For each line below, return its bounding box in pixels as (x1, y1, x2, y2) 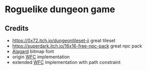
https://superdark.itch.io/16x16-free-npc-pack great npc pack (12, 43, 142, 49)
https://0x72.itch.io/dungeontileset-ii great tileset (12, 37, 116, 43)
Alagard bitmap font (12, 49, 54, 54)
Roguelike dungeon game (5, 4, 115, 15)
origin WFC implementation (12, 54, 70, 60)
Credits (5, 24, 29, 33)
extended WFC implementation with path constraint (12, 59, 121, 65)
